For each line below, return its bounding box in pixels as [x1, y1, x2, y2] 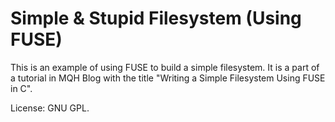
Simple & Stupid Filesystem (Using [10, 7, 302, 30]
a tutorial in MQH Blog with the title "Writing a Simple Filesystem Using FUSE [10, 72, 326, 84]
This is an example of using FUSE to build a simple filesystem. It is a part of [10, 61, 320, 73]
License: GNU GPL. [10, 102, 90, 114]
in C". [10, 82, 33, 94]
